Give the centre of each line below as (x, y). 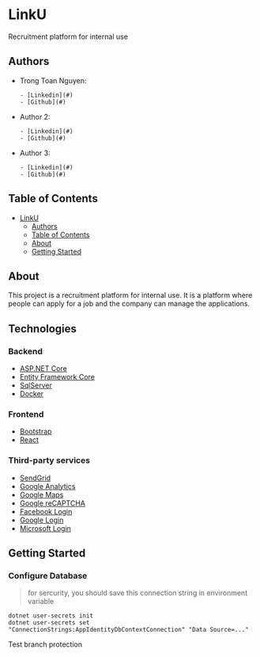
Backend (26, 351)
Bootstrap (36, 432)
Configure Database (48, 575)
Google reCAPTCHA (52, 503)
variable (41, 602)
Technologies (43, 328)
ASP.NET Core (43, 369)
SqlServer (36, 385)
